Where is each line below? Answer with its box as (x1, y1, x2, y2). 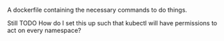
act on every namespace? (7, 27, 81, 34)
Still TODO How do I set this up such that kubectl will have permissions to (7, 19, 218, 27)
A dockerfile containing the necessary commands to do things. (7, 6, 188, 14)
